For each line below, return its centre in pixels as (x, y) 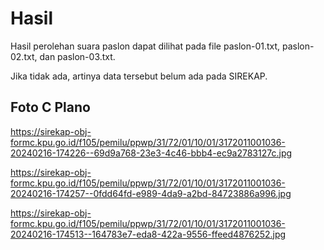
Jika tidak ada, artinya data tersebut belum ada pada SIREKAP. (139, 76)
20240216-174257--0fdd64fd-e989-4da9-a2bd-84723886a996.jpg (151, 193)
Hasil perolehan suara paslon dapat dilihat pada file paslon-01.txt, (145, 46)
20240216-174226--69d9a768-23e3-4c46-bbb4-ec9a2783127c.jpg (151, 153)
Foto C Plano (50, 107)
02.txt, (24, 56)
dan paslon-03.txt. (77, 56)
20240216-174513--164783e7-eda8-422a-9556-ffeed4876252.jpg (148, 234)
